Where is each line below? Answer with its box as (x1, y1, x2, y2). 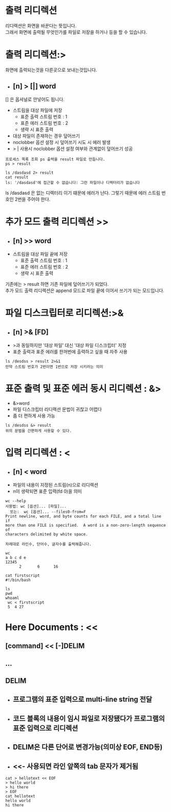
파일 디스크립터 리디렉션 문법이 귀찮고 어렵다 (12, 406, 102, 412)
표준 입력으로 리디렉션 (12, 723, 78, 733)
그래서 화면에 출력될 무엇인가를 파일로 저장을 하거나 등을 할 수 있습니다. (5, 29, 147, 35)
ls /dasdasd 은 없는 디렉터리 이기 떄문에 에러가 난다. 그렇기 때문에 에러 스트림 (5, 190, 160, 196)
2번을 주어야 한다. (14, 196, 51, 202)
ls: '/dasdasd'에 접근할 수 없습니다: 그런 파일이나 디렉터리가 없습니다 (5, 180, 140, 185)
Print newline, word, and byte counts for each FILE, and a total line (5, 513, 161, 519)
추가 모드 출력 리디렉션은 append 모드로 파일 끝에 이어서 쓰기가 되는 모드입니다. (5, 287, 165, 294)
